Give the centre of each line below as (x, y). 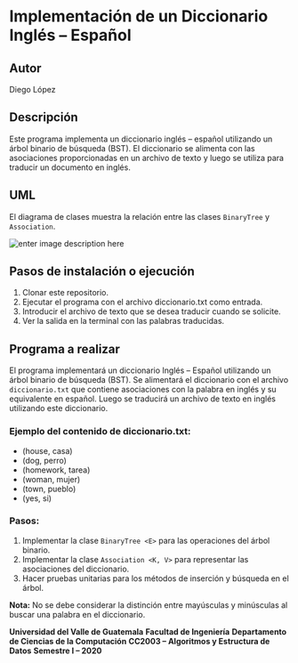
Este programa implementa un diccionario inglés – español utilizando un (141, 139)
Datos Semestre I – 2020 (56, 651)
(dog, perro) (44, 460)
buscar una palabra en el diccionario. (77, 614)
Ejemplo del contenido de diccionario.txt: (100, 432)
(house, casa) (47, 450)
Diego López (32, 89)
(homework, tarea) (56, 470)
